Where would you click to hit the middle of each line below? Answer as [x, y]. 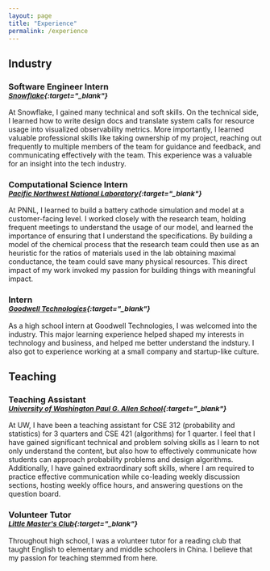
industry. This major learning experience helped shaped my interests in [126, 334]
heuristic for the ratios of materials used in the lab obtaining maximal [122, 253]
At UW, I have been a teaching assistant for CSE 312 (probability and [122, 426]
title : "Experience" [43, 23]
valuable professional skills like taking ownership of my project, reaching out [135, 138]
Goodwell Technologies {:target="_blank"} [79, 309]
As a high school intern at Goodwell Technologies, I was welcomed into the [133, 325]
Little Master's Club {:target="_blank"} [73, 524]
